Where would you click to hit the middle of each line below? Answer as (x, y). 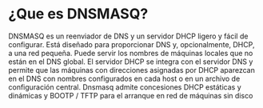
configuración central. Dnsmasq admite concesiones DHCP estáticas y (125, 87)
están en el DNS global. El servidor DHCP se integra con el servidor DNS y (131, 62)
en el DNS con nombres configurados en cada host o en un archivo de (124, 78)
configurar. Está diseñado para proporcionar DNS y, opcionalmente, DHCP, (131, 44)
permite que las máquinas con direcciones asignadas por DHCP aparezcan (132, 70)
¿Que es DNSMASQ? (78, 14)
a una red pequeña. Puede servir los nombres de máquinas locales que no (131, 53)
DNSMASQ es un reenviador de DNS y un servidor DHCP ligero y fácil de (128, 36)
